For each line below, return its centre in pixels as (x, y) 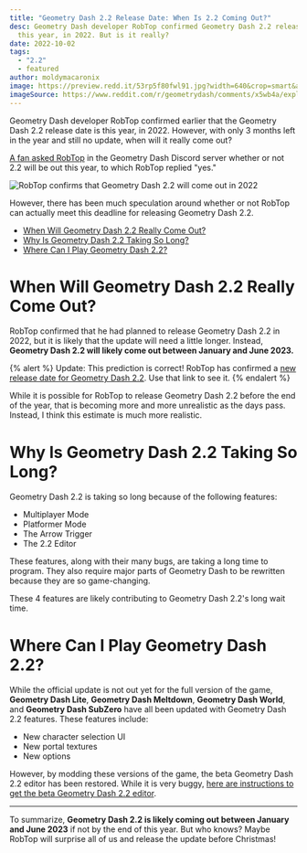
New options (47, 756)
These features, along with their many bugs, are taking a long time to (139, 561)
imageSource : (34, 94)
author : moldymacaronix (55, 78)
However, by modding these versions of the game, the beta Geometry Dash (152, 774)
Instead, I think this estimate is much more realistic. (106, 415)
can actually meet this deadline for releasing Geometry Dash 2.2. (132, 212)
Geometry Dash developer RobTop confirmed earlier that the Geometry (143, 121)
